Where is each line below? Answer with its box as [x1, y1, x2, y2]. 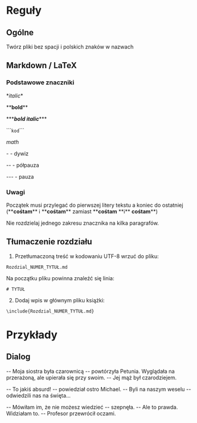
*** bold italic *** [6, 115, 47, 122]
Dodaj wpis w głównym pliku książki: [14, 296, 105, 304]
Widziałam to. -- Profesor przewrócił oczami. [6, 410, 116, 417]
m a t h [6, 138, 19, 145]
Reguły [6, 4, 42, 17]
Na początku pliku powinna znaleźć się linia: [6, 274, 115, 281]
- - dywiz [6, 150, 29, 157]
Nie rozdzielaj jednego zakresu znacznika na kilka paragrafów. [6, 219, 160, 226]
